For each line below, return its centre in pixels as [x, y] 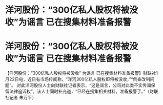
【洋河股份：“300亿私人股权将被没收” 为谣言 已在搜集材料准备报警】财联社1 [81, 73]
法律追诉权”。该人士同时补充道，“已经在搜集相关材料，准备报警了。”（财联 [84, 91]
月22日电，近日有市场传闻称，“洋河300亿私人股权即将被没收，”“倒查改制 [78, 79]
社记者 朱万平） [21, 98]
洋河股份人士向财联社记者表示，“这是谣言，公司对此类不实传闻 [88, 85]
